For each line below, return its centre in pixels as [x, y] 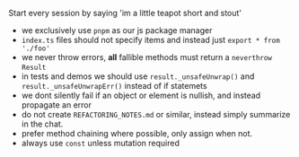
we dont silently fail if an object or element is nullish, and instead [141, 95]
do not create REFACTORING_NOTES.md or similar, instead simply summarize [156, 114]
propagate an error [56, 105]
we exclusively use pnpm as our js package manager [117, 30]
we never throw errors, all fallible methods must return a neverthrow [147, 57]
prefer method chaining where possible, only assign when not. [137, 133]
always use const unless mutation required [101, 143]
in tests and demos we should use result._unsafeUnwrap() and [138, 76]
